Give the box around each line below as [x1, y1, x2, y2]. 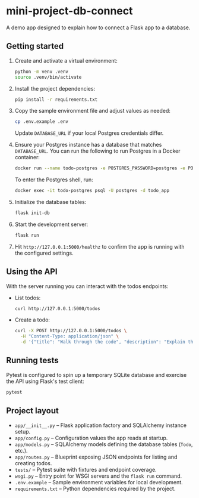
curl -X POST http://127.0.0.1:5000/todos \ [14, 328, 127, 334]
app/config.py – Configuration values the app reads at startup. [14, 434, 168, 441]
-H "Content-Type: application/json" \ [20, 333, 119, 339]
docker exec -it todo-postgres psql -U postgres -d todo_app [14, 188, 170, 194]
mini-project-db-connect [6, 4, 133, 18]
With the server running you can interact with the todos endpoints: [6, 282, 169, 290]
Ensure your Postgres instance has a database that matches [14, 141, 162, 149]
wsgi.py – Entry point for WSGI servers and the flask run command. [14, 472, 182, 480]
